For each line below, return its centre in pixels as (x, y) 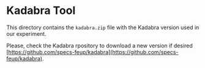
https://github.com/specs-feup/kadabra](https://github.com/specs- (93, 52)
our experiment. (27, 33)
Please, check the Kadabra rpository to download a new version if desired (99, 46)
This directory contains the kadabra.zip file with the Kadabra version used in (103, 27)
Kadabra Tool (41, 11)
